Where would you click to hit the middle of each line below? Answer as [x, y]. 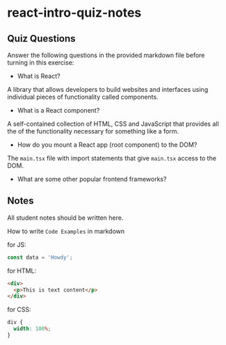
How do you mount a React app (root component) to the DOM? [107, 145]
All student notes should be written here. [65, 218]
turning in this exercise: [41, 63]
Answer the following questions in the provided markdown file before [106, 55]
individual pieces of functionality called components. [83, 97]
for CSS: [19, 310]
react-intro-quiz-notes [74, 13]
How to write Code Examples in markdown [66, 231]
